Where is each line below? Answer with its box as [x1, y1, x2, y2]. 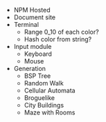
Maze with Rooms [24, 108, 76, 116]
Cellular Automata [24, 86, 76, 94]
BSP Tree [24, 72, 51, 80]
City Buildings [24, 101, 64, 109]
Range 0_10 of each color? [24, 28, 99, 36]
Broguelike [24, 94, 55, 102]
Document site [13, 13, 56, 21]
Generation [13, 65, 46, 72]
